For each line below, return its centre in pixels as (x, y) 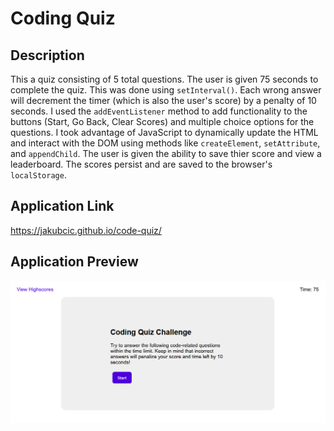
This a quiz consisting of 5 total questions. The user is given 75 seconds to (164, 79)
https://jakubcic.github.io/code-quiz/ (86, 230)
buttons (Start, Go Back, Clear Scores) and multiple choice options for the (162, 121)
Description (47, 55)
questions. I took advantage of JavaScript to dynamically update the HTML (164, 132)
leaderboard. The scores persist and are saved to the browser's (141, 164)
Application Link (62, 206)
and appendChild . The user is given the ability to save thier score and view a (166, 153)
